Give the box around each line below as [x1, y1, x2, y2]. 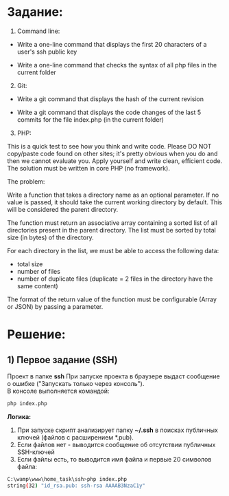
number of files [16, 267, 60, 275]
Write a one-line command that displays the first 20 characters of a [16, 40, 207, 48]
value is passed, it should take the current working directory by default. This [7, 197, 223, 206]
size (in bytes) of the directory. [7, 233, 94, 241]
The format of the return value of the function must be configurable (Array [7, 295, 217, 303]
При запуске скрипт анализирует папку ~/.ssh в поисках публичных [16, 426, 218, 434]
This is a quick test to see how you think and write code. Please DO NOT [7, 142, 212, 150]
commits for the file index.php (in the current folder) [16, 115, 165, 124]
